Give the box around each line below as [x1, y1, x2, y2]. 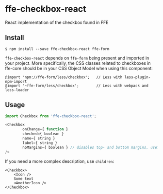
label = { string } [22, 140, 57, 145]
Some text [14, 176, 34, 181]
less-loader [5, 88, 29, 92]
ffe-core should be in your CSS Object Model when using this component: [5, 65, 153, 71]
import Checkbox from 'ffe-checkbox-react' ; [5, 113, 97, 119]
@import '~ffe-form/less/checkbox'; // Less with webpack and [5, 83, 149, 88]
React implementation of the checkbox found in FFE [5, 19, 109, 25]
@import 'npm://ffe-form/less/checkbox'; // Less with [5, 74, 123, 80]
